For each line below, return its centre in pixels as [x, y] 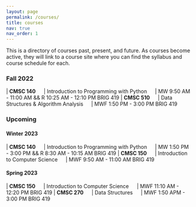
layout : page [22, 12]
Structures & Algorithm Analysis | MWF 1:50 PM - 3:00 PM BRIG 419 [92, 104]
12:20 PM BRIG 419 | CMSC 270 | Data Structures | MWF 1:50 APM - [96, 192]
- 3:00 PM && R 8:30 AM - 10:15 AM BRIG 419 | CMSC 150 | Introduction [97, 153]
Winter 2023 [22, 133]
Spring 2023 [22, 173]
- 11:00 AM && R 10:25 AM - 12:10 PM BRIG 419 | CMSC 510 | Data [89, 98]
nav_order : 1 [22, 34]
